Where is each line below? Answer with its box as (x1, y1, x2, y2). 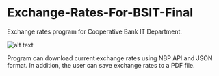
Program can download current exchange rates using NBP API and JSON (7, 53, 213, 62)
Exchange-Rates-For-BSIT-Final (7, 5, 194, 21)
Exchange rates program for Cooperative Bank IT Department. (7, 27, 183, 36)
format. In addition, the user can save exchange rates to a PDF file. (7, 61, 195, 69)
